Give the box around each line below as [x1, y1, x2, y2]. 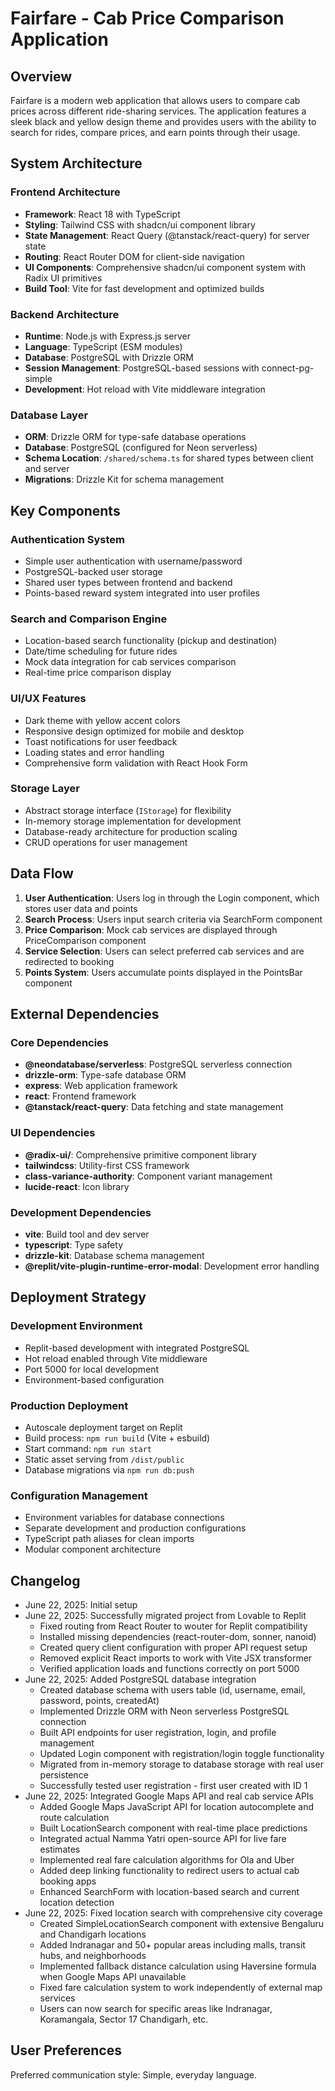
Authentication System [10, 532, 125, 546]
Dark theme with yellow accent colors [24, 714, 181, 726]
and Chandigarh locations [39, 1928, 147, 1941]
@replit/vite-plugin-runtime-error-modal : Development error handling [24, 1260, 320, 1272]
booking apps [39, 1875, 97, 1887]
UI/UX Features [10, 692, 87, 706]
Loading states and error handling [24, 746, 165, 758]
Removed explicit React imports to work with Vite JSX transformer [39, 1652, 313, 1664]
